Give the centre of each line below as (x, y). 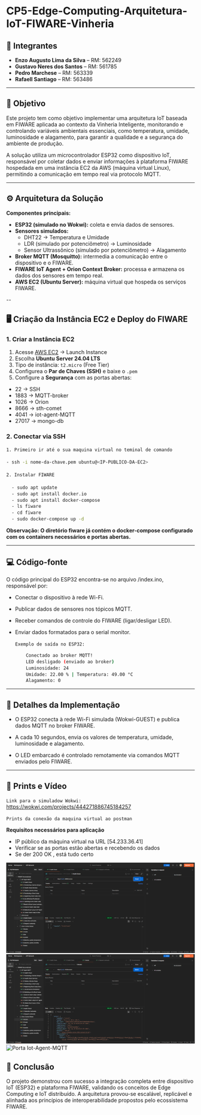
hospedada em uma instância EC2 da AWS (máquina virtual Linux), (89, 167)
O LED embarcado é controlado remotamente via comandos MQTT (97, 755)
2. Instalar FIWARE (31, 475)
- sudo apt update (35, 488)
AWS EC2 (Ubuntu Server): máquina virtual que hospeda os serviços (100, 282)
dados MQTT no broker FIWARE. (55, 726)
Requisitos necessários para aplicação (55, 830)
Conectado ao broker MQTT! (60, 655)
